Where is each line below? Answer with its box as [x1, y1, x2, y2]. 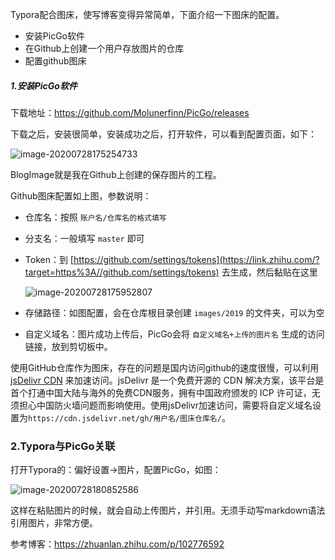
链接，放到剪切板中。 [24, 340, 113, 352]
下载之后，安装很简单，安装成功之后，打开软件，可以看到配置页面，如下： [10, 128, 317, 140]
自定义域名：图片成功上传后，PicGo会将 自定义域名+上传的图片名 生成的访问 [24, 328, 325, 340]
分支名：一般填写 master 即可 [24, 232, 145, 244]
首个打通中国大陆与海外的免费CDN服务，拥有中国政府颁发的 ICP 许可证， [10, 386, 312, 398]
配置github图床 [24, 55, 87, 67]
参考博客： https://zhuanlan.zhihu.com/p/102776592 [10, 538, 225, 550]
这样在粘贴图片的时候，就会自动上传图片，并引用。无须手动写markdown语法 [10, 504, 326, 517]
